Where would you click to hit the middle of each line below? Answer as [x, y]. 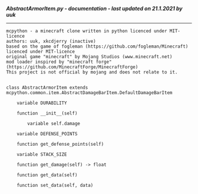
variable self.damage [54, 123]
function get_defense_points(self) [60, 144]
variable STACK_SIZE [42, 155]
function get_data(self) [47, 175]
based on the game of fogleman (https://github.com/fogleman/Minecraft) [97, 46]
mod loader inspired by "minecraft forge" [59, 62]
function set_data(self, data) [55, 185]
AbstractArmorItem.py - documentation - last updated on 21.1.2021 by [94, 9]
